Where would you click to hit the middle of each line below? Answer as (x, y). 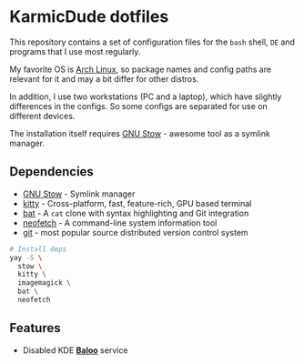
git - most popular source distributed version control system (135, 232)
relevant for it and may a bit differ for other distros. (104, 78)
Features (35, 328)
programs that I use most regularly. (75, 51)
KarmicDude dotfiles (89, 17)
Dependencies (51, 172)
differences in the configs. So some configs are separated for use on (139, 106)
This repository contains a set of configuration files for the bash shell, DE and (152, 42)
